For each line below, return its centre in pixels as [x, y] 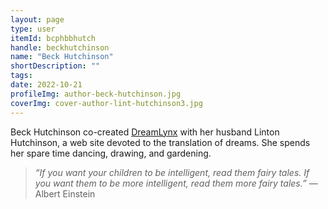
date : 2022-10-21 [46, 85]
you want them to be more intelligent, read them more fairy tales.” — [176, 183]
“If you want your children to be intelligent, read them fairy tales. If [172, 172]
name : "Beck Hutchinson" [62, 57]
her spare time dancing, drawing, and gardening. [111, 153]
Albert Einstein [65, 193]
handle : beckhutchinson [60, 47]
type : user [33, 29]
